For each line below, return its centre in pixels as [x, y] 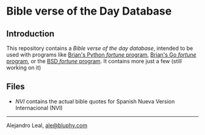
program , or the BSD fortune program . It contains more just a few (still [94, 61]
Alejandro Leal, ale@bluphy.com [47, 125]
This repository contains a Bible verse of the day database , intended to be [100, 48]
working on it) [24, 67]
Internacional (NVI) [39, 108]
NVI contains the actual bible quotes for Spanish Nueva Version [95, 101]
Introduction [31, 34]
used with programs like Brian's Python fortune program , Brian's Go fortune [101, 55]
